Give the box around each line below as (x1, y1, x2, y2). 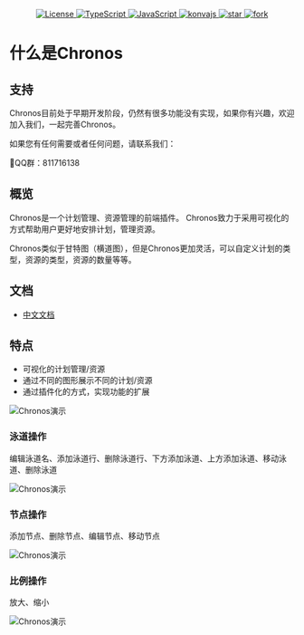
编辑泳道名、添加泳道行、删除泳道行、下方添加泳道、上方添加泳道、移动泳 (9, 453, 287, 464)
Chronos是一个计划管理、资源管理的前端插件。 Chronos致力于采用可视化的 (9, 212, 290, 223)
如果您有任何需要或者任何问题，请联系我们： (9, 139, 176, 149)
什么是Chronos (9, 43, 124, 63)
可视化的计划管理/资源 (22, 363, 106, 375)
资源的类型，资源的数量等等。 (24, 254, 137, 265)
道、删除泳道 (9, 464, 57, 475)
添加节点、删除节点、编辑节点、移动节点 (9, 531, 160, 542)
